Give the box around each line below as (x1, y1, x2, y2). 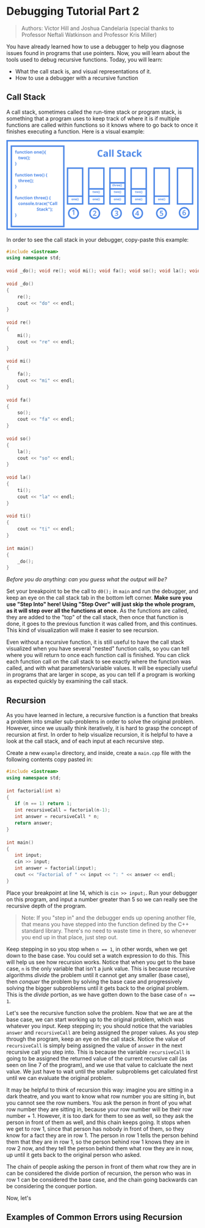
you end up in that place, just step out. (21, 933, 118, 940)
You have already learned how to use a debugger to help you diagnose (6, 43, 184, 50)
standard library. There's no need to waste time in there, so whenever (21, 927, 196, 934)
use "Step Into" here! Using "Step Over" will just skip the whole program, (6, 601, 196, 608)
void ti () (6, 513, 32, 519)
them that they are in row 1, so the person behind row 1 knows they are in (6, 1138, 190, 1145)
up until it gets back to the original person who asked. (6, 1151, 142, 1158)
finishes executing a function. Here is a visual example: (6, 127, 145, 135)
